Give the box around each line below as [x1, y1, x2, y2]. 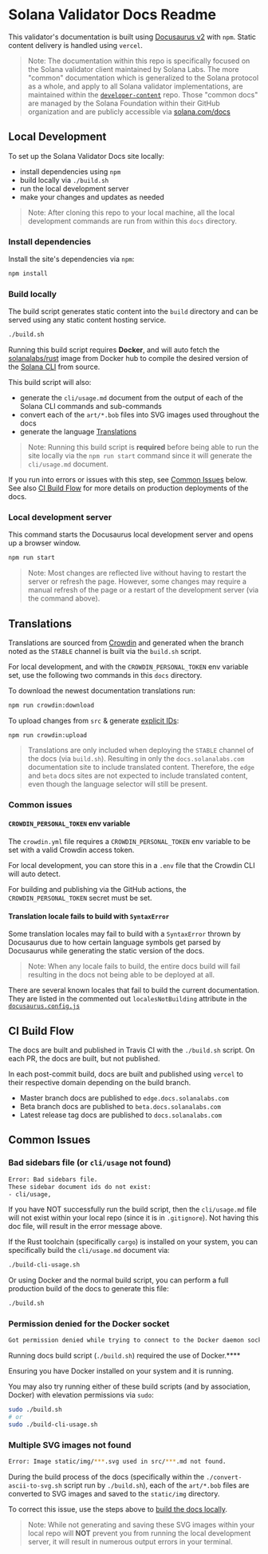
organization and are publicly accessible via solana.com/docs [27, 106, 231, 117]
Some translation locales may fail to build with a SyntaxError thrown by [8, 929, 241, 939]
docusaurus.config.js [8, 1002, 81, 1011]
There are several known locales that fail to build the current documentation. [8, 985, 260, 995]
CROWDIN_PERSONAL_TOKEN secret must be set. [8, 893, 152, 903]
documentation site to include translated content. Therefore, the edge [27, 762, 255, 771]
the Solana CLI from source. [8, 362, 100, 372]
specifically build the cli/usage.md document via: [8, 1246, 170, 1255]
